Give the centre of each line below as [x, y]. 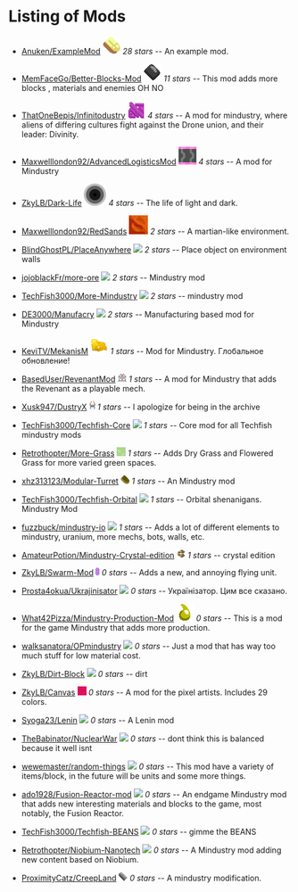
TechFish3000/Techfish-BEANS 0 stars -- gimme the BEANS [139, 831]
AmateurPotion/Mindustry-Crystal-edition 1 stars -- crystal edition [148, 555]
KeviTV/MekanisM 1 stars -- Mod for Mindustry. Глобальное [142, 351]
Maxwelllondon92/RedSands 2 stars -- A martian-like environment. [155, 231]
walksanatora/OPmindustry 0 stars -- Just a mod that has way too [148, 646]
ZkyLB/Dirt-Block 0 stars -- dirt [84, 673]
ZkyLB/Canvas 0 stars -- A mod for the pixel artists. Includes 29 [145, 692]
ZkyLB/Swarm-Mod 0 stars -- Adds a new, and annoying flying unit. [149, 572]
